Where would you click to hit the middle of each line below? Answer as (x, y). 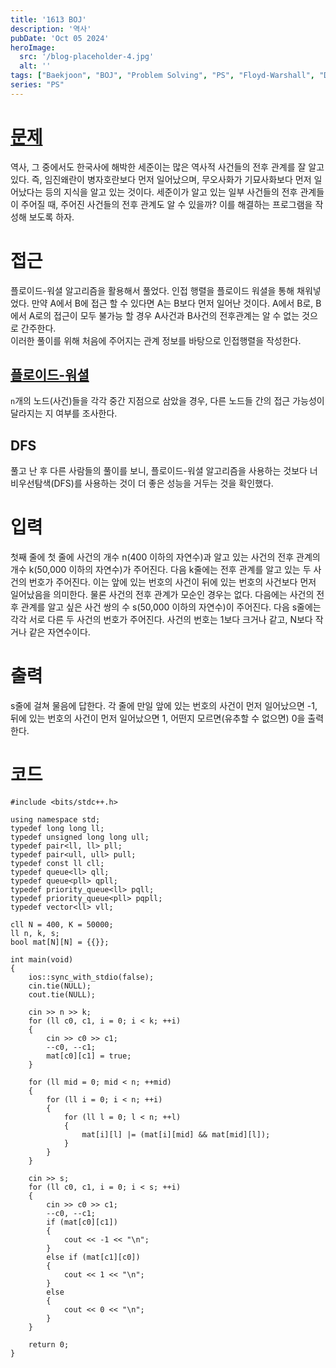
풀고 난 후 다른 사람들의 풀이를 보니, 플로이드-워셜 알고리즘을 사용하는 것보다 (159, 471)
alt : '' (35, 66)
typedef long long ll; (57, 829)
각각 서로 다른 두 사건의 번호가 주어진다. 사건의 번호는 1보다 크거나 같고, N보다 (161, 620)
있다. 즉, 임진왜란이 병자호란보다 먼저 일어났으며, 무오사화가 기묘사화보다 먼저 (161, 179)
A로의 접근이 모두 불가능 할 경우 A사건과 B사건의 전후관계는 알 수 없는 (164, 315)
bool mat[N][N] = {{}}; (60, 942)
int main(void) (42, 960)
